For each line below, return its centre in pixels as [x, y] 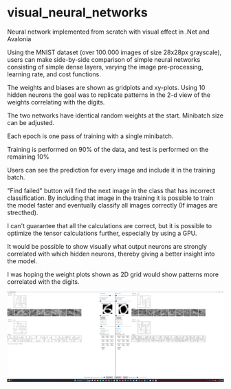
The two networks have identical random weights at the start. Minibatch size [115, 115]
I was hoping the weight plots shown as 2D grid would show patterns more [113, 274]
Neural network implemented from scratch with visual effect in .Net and [108, 32]
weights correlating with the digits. [56, 102]
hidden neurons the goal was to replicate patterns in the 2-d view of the [109, 95]
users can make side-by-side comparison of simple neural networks [104, 59]
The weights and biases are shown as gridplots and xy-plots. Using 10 [106, 87]
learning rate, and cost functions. [54, 74]
